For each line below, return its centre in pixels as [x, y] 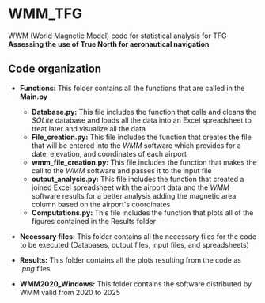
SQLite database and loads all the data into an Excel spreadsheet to [141, 120]
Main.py [34, 97]
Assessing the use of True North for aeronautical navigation [109, 44]
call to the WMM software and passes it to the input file [121, 170]
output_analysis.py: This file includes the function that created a [138, 179]
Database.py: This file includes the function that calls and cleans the [144, 112]
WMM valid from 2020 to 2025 [70, 292]
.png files [35, 268]
